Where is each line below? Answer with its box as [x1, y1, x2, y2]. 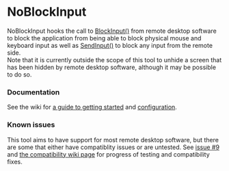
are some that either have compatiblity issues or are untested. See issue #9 [7, 143, 220, 151]
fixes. [7, 157, 23, 166]
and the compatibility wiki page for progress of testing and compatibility [7, 150, 210, 158]
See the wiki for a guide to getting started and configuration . [7, 103, 178, 111]
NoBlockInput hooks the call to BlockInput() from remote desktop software [7, 27, 217, 35]
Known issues [7, 120, 55, 130]
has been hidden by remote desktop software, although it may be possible [7, 63, 217, 71]
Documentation [7, 87, 60, 96]
